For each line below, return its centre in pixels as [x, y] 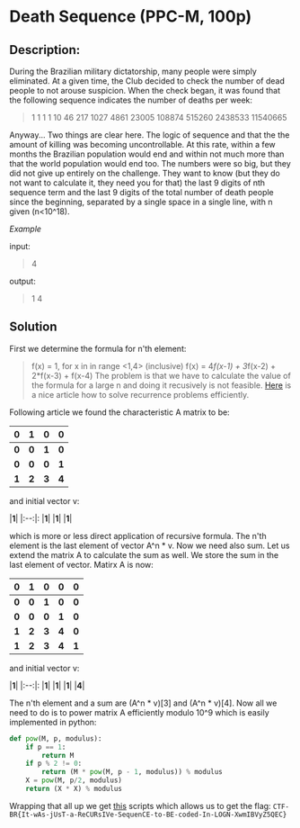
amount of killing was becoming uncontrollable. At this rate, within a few [142, 144]
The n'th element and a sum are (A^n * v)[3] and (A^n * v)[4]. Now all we [143, 703]
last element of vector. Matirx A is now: [82, 564]
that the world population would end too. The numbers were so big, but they [150, 163]
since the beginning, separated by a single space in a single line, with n [141, 202]
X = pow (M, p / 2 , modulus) [74, 780]
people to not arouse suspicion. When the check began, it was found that [145, 90]
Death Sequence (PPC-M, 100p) [131, 17]
